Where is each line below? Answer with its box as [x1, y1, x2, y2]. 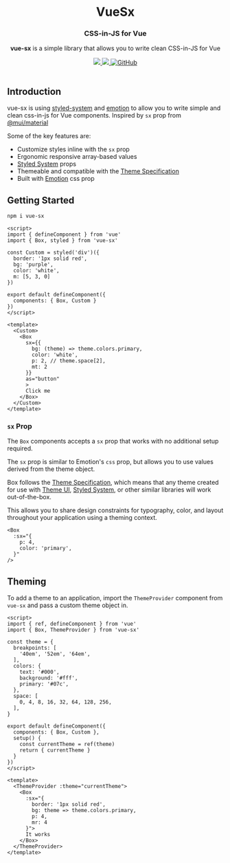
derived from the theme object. [7, 465, 95, 473]
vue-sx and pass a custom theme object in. [7, 601, 128, 609]
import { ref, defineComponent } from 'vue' [7, 620, 137, 628]
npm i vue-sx [7, 212, 45, 220]
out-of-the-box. [7, 493, 51, 501]
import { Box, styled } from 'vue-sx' [7, 237, 118, 244]
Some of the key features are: [7, 132, 91, 140]
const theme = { [7, 639, 54, 646]
